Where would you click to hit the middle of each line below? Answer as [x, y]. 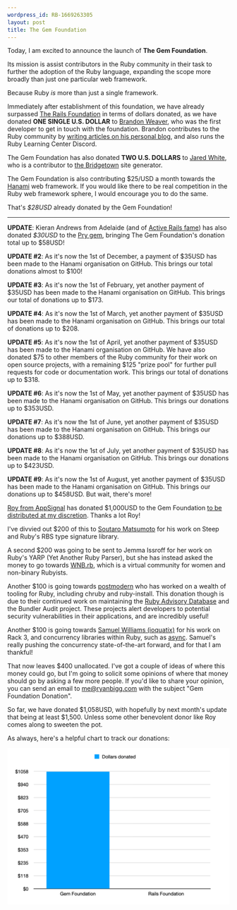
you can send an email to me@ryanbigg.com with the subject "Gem [105, 689]
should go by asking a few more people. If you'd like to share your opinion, [116, 681]
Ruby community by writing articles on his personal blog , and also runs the [116, 137]
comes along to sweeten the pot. [55, 725]
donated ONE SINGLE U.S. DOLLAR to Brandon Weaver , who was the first [114, 122]
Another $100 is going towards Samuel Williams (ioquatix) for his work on [114, 630]
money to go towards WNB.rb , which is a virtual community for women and [116, 565]
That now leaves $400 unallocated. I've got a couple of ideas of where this [116, 666]
